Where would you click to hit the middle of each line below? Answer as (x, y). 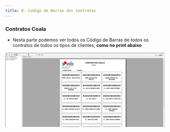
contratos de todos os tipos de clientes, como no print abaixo (77, 45)
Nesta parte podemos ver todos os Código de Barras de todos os (81, 40)
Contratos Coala (26, 29)
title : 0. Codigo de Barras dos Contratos (51, 11)
